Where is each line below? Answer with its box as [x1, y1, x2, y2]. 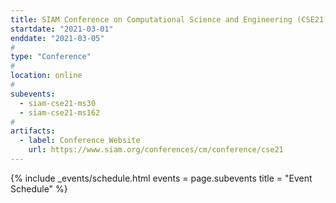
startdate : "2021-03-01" [10, 24, 114, 34]
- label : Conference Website [19, 136, 141, 146]
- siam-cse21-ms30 [19, 98, 97, 108]
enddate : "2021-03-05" [10, 33, 105, 43]
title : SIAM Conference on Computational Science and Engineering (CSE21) [10, 14, 329, 25]
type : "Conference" [10, 52, 92, 62]
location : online [10, 71, 83, 81]
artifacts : [10, 126, 56, 136]
